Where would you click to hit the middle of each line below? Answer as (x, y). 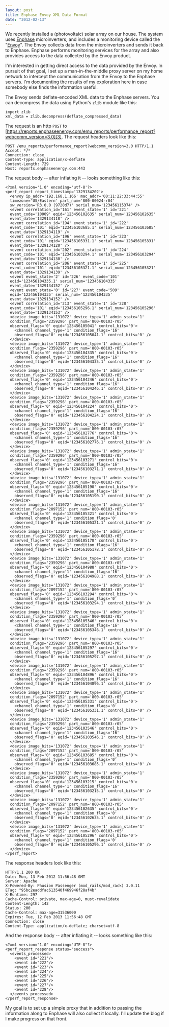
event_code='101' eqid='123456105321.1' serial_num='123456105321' (83, 268)
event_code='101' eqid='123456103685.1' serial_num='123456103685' (83, 228)
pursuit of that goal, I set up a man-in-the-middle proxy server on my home (84, 71)
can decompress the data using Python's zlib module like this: (71, 103)
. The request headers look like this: (99, 137)
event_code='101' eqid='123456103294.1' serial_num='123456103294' (83, 254)
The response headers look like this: (43, 863)
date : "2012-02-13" (26, 19)
